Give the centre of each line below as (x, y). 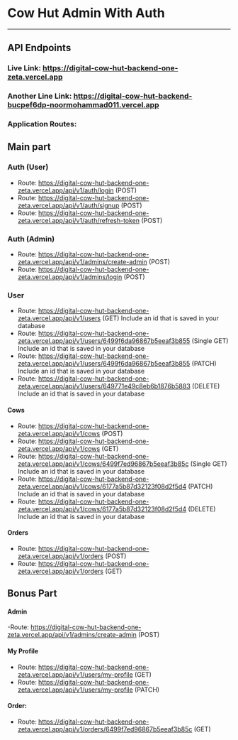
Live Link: (24, 68)
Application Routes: (42, 124)
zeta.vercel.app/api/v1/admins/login (70, 277)
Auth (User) (28, 167)
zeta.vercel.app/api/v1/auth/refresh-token (79, 220)
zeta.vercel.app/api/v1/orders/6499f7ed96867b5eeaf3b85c (105, 729)
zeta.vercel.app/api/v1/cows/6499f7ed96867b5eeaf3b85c (103, 464)
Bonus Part (32, 593)
